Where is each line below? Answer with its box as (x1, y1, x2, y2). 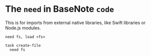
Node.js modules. (5, 25, 41, 30)
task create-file (5, 43, 41, 48)
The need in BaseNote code (5, 3, 114, 15)
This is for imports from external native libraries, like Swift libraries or (5, 20, 146, 26)
